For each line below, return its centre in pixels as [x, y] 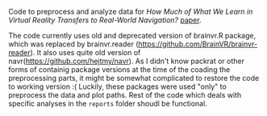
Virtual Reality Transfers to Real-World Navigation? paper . [105, 20]
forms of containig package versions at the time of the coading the [119, 70]
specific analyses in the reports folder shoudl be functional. [108, 104]
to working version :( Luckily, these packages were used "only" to [118, 86]
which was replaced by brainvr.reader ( [73, 44]
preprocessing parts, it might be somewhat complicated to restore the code [134, 78]
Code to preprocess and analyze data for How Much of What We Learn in [131, 12]
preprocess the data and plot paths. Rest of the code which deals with [125, 95]
